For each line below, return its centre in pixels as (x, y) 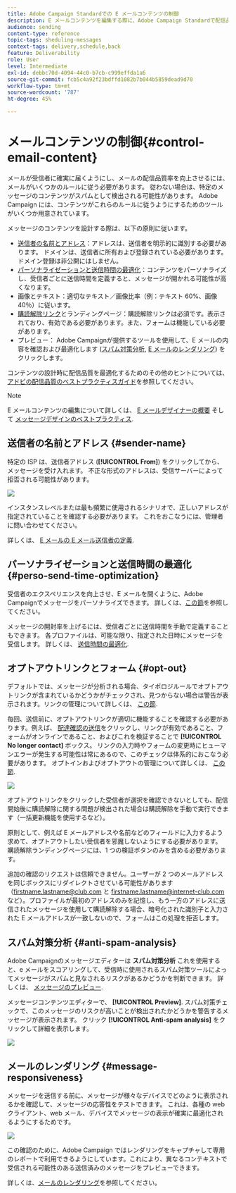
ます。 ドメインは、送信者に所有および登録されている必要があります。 (125, 252)
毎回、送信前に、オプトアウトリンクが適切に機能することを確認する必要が (115, 719)
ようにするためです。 (44, 1122)
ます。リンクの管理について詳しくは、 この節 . (92, 704)
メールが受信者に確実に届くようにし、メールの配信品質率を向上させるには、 (118, 178)
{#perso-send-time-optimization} (83, 576)
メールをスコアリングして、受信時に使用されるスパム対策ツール (117, 970)
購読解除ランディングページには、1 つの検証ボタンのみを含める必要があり (114, 851)
